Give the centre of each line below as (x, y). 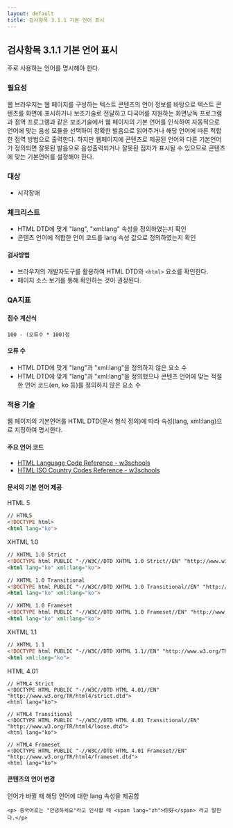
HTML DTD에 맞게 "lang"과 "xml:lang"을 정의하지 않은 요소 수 (102, 367)
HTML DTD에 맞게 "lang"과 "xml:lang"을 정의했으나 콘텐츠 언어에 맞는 (113, 376)
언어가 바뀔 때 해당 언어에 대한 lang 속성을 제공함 (74, 796)
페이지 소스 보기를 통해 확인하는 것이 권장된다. (79, 280)
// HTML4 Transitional (40, 714)
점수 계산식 (22, 318)
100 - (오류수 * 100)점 (38, 335)
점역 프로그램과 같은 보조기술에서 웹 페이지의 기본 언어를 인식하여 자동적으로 (117, 122)
